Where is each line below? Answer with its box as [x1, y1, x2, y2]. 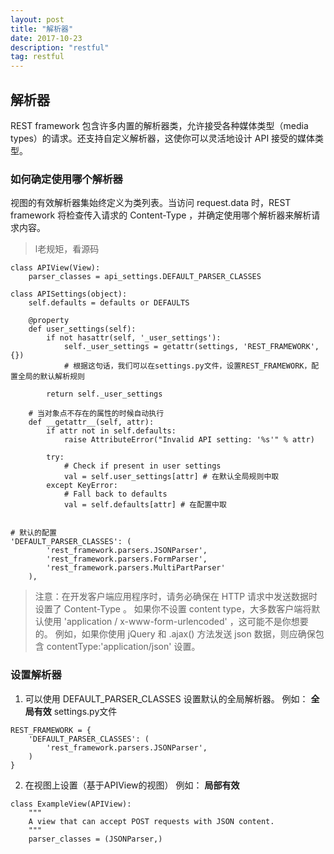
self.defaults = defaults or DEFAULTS [28, 298, 190, 308]
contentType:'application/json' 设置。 [46, 641, 201, 653]
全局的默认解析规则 [17, 372, 85, 382]
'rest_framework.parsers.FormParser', [46, 554, 208, 565]
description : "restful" [10, 42, 110, 53]
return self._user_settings [46, 389, 163, 400]
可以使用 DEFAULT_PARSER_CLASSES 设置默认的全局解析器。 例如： [24, 692, 309, 705]
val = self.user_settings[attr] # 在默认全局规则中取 [63, 472, 280, 482]
